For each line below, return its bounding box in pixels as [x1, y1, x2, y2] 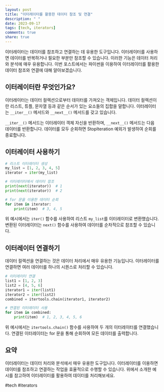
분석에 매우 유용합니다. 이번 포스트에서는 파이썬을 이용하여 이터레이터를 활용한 [10, 61, 160, 67]
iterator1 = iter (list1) [5, 287, 56, 293]
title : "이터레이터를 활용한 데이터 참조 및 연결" [5, 12, 93, 17]
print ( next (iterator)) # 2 [5, 188, 63, 193]
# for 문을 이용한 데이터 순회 [5, 197, 59, 202]
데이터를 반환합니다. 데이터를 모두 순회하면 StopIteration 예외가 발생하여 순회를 [5, 126, 157, 132]
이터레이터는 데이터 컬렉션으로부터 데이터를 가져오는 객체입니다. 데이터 [5, 97, 140, 103]
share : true [5, 35, 29, 40]
